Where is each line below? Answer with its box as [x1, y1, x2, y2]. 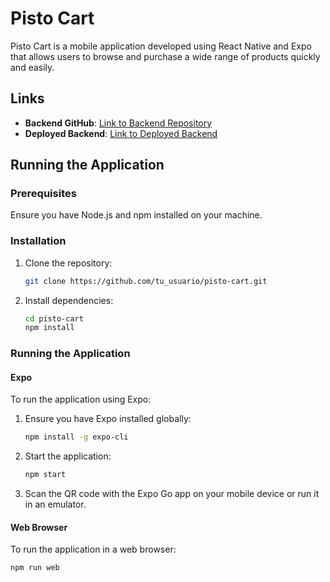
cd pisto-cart [24, 313, 84, 324]
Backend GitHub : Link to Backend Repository [24, 117, 213, 129]
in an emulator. [24, 498, 87, 511]
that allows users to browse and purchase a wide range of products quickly [10, 50, 321, 62]
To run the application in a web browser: [10, 543, 177, 556]
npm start [24, 470, 67, 480]
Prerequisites [10, 187, 77, 201]
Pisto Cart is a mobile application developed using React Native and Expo [10, 40, 312, 52]
